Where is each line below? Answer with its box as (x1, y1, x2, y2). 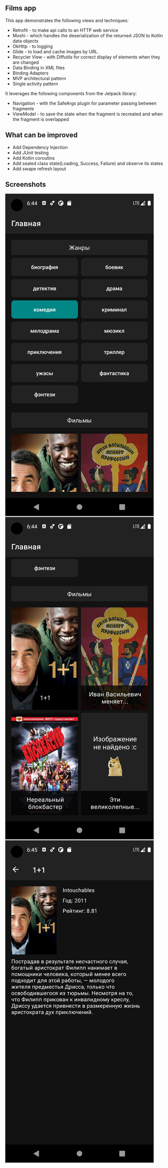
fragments (12, 105, 34, 111)
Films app (5, 4, 37, 13)
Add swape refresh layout (12, 166, 66, 172)
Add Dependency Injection (12, 144, 68, 150)
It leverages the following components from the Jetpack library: (5, 90, 137, 96)
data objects (12, 38, 39, 44)
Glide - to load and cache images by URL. (12, 48, 99, 54)
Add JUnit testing (12, 150, 49, 156)
